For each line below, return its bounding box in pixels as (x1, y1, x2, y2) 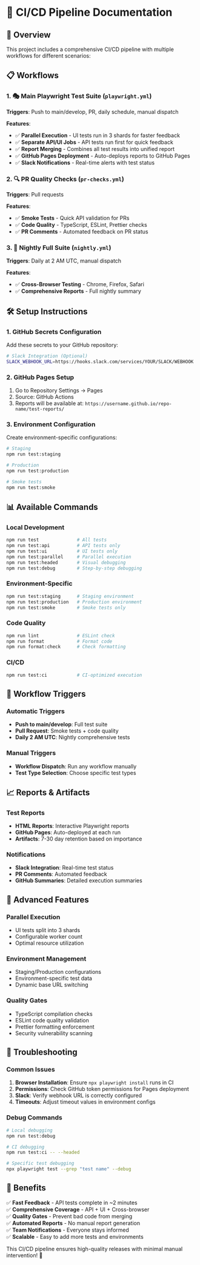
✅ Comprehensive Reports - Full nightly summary (15, 287, 141, 295)
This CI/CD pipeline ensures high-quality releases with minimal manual (6, 1245, 183, 1252)
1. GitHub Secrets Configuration (6, 327, 102, 336)
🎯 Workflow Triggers (6, 688, 86, 699)
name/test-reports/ (15, 406, 65, 412)
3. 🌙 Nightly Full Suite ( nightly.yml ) (6, 243, 112, 252)
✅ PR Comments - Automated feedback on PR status (15, 227, 148, 235)
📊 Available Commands (6, 502, 98, 512)
